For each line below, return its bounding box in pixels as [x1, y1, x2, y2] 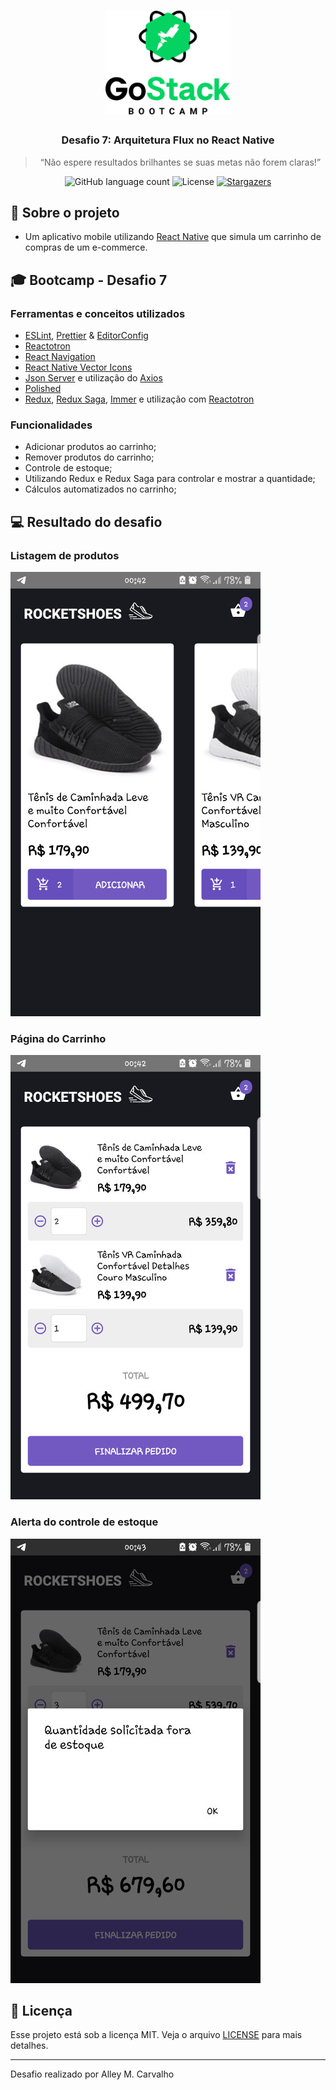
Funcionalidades [10, 418, 93, 432]
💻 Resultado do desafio [10, 513, 163, 530]
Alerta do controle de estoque [10, 1515, 159, 1529]
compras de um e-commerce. [24, 241, 148, 254]
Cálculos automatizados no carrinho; [24, 483, 177, 495]
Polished [24, 383, 62, 395]
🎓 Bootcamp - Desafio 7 [10, 271, 168, 289]
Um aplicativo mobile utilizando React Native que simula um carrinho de [24, 231, 322, 243]
